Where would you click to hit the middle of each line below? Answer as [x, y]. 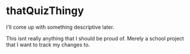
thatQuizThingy [45, 11]
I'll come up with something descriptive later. [60, 27]
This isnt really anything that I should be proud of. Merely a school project [95, 38]
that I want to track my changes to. [48, 45]
